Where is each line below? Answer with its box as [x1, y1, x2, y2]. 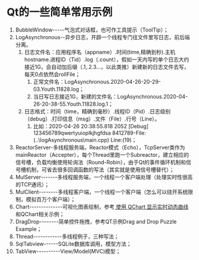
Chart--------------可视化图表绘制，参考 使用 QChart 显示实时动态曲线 [15, 203, 189, 210]
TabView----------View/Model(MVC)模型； [15, 248, 121, 255]
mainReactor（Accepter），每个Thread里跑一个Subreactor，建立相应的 [15, 151, 189, 158]
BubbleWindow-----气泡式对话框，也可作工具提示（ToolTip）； [15, 26, 169, 33]
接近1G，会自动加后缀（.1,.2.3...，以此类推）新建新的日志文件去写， [24, 63, 189, 70]
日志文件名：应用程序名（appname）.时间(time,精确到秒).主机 [24, 48, 176, 55]
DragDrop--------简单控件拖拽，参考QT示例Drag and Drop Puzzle [15, 218, 177, 225]
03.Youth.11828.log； [33, 85, 85, 93]
